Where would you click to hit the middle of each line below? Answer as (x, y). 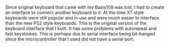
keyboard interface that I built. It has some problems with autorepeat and (81, 28)
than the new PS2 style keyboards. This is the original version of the (76, 23)
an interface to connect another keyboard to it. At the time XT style (75, 12)
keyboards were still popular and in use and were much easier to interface (82, 18)
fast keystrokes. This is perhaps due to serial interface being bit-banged (80, 34)
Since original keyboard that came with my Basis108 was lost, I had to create (85, 7)
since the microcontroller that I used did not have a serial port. (70, 39)
